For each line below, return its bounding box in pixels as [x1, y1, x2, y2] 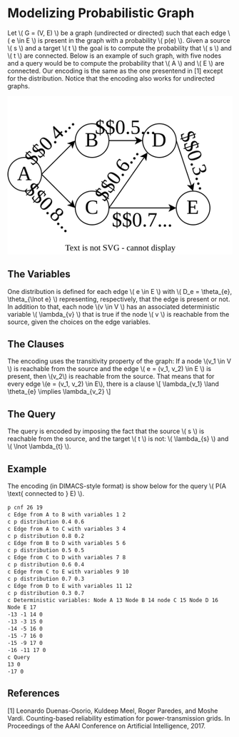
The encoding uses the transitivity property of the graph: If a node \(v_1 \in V [7, 357, 232, 365]
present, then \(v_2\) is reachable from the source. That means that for [7, 372, 215, 381]
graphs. [7, 81, 30, 90]
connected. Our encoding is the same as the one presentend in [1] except [7, 66, 223, 75]
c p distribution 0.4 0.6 [7, 519, 84, 526]
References [7, 687, 60, 700]
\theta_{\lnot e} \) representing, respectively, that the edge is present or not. [7, 295, 230, 303]
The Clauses [7, 338, 65, 350]
